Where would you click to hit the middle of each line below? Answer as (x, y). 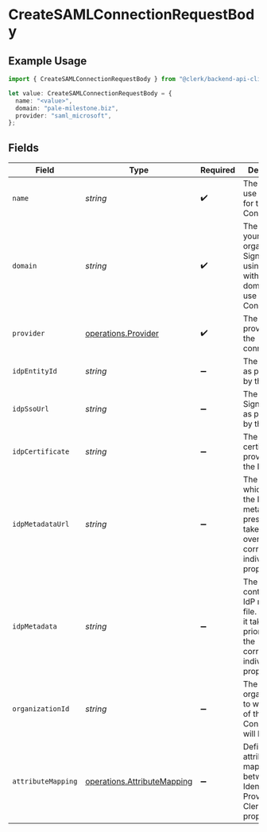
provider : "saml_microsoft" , (64, 116)
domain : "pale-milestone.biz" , (67, 108)
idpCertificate (41, 452)
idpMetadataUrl (41, 524)
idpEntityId (35, 371)
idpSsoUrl (31, 409)
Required (218, 170)
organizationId (41, 709)
